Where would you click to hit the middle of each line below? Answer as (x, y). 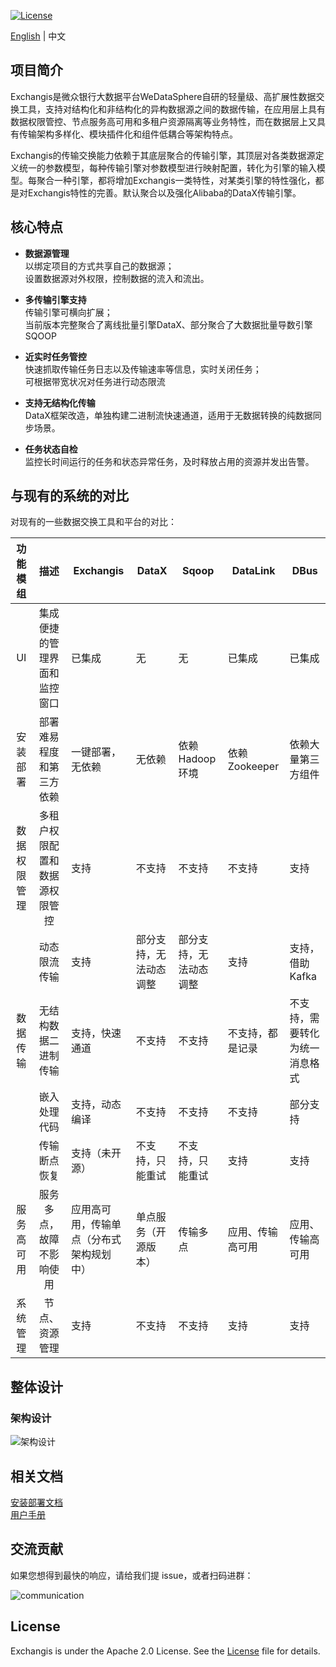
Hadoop (197, 759)
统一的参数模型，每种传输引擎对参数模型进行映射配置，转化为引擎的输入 (167, 167)
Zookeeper (253, 767)
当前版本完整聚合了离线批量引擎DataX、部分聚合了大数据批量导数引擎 (168, 324)
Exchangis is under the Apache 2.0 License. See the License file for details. (165, 1651)
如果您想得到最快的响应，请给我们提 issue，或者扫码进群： (132, 1575)
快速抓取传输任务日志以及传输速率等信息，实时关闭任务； (143, 369)
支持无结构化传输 (60, 402)
